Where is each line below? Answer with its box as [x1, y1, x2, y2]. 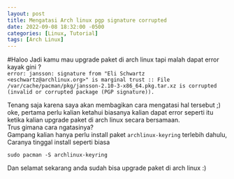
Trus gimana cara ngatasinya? [7, 123, 94, 131]
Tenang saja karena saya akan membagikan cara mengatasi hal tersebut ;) [7, 101, 221, 109]
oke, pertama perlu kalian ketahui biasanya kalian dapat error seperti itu [7, 108, 214, 117]
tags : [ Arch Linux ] [7, 36, 64, 43]
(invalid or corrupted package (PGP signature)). [7, 89, 155, 96]
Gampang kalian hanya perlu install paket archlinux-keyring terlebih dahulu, [7, 131, 228, 139]
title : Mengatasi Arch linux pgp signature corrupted [7, 17, 168, 24]
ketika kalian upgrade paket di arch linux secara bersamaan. [7, 116, 180, 124]
